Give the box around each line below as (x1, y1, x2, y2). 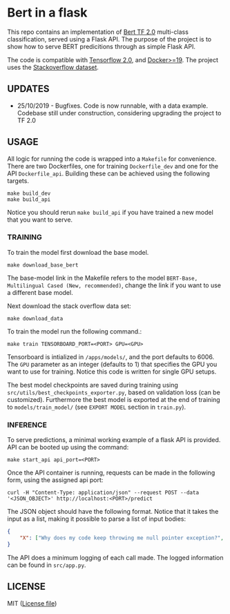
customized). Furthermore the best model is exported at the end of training (7, 395, 220, 403)
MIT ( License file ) (7, 599, 57, 607)
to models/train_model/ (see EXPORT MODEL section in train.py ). (7, 403, 186, 411)
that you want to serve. (7, 215, 73, 224)
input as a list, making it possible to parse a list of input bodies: (7, 515, 186, 523)
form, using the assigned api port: (7, 476, 104, 484)
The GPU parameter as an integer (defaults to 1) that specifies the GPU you (7, 360, 218, 368)
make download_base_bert (7, 261, 79, 269)
